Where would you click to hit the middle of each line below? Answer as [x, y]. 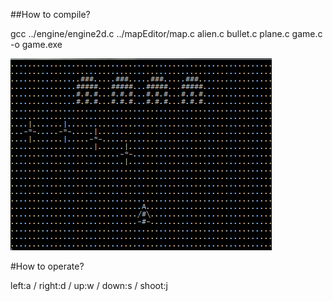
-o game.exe [36, 44]
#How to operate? [47, 266]
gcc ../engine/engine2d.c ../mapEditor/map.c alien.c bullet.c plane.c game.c [166, 33]
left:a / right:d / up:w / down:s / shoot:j [89, 285]
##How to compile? [50, 14]
